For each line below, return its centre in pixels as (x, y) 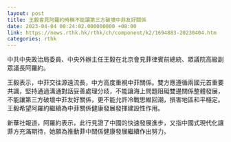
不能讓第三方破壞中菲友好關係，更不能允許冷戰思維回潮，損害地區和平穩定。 (115, 99)
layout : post (26, 13)
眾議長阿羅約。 (28, 68)
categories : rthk (32, 39)
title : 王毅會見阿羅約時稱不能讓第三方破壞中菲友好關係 (77, 20)
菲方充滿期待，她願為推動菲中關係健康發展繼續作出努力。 (88, 132)
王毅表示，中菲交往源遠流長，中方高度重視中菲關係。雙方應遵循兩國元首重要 (115, 82)
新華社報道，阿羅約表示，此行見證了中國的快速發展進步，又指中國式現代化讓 (115, 123)
